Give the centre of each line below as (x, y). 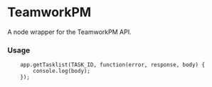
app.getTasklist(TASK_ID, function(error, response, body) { (112, 65)
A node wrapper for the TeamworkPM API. (69, 32)
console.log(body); (62, 71)
